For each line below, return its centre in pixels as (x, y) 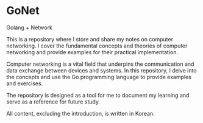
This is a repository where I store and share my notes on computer (90, 39)
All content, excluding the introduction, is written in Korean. (80, 113)
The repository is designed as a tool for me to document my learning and (98, 95)
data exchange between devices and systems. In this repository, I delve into (101, 70)
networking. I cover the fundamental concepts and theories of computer (97, 46)
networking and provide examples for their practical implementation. (92, 52)
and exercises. (25, 83)
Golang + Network (30, 27)
